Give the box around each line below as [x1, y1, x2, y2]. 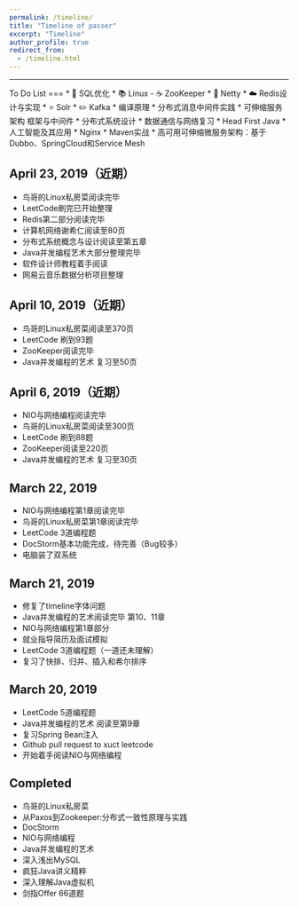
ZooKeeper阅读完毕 [21, 345, 95, 356]
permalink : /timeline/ [9, 12, 93, 22]
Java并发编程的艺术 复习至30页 [21, 454, 137, 465]
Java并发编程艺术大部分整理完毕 [21, 247, 142, 257]
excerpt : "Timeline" [9, 29, 86, 38]
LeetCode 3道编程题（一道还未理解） [21, 645, 159, 656]
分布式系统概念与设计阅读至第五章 [21, 236, 147, 247]
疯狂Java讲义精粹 [21, 865, 87, 876]
